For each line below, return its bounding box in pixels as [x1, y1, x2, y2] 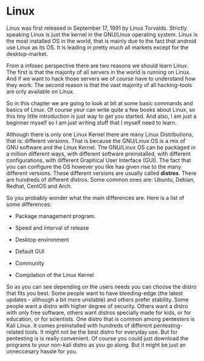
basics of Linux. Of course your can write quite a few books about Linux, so [6, 106, 195, 113]
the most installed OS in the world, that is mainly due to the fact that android [6, 37, 197, 44]
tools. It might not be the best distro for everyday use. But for [25, 328, 178, 335]
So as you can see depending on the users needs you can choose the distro [6, 283, 197, 290]
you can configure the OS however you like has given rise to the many [6, 163, 182, 170]
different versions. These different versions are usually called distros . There [6, 169, 197, 177]
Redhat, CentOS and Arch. [6, 182, 72, 190]
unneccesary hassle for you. [6, 348, 78, 355]
